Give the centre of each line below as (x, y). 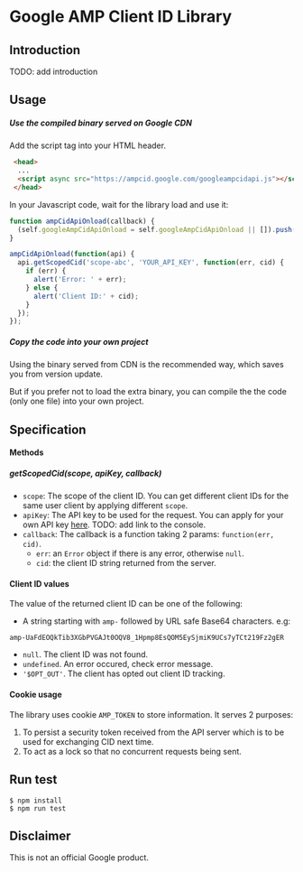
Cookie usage (36, 695)
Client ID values (39, 583)
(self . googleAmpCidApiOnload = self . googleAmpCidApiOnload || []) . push (155, 229)
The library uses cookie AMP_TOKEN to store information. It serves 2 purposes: (151, 714)
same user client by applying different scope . (105, 506)
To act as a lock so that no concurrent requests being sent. (132, 751)
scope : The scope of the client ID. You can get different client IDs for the (156, 496)
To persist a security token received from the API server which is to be (153, 732)
